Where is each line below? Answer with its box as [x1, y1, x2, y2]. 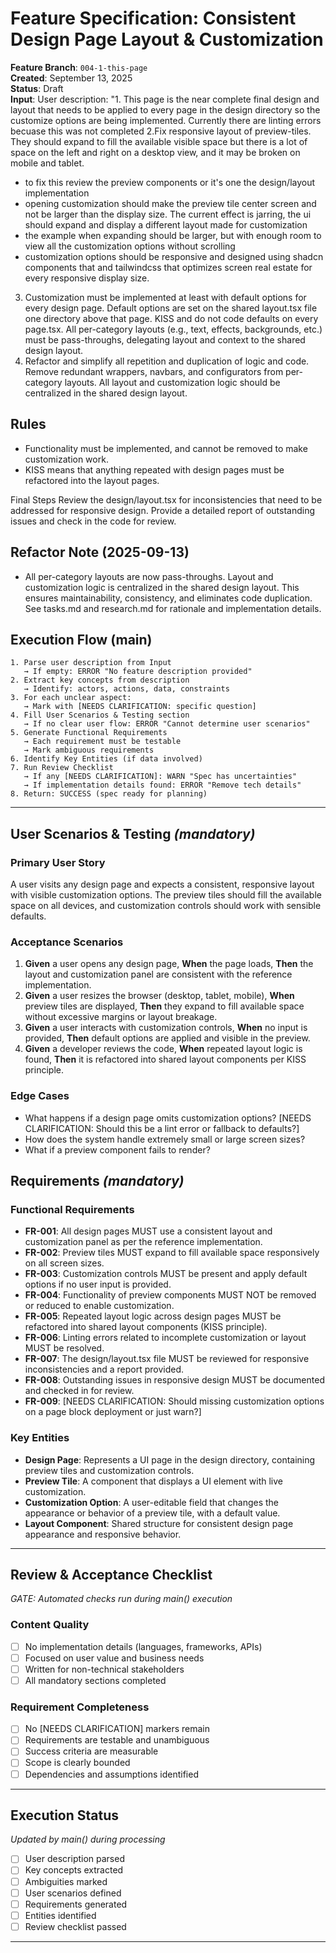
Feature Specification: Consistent [10, 7, 297, 30]
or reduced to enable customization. [24, 1300, 175, 1312]
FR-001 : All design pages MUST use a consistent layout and [24, 1225, 273, 1237]
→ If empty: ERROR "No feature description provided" [23, 667, 253, 677]
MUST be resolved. [24, 1342, 105, 1354]
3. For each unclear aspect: [10, 693, 132, 703]
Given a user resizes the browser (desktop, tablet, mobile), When [24, 990, 295, 1002]
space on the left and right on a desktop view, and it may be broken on [10, 146, 301, 158]
